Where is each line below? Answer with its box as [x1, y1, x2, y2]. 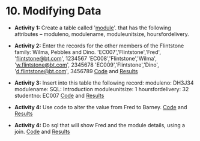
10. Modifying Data [5, 4, 102, 18]
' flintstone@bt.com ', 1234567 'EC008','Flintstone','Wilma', [14, 55, 157, 62]
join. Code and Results [14, 128, 70, 135]
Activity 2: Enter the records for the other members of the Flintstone [14, 42, 184, 49]
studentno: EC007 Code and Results [14, 92, 105, 99]
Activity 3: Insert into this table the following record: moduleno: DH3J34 [14, 79, 194, 86]
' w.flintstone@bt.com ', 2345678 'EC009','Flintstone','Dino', [14, 61, 160, 68]
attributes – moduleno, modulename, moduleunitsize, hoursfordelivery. [14, 30, 190, 37]
